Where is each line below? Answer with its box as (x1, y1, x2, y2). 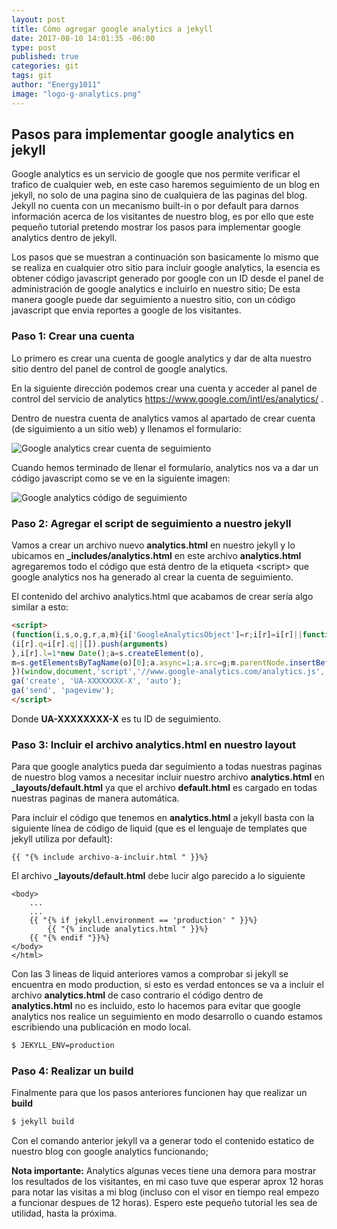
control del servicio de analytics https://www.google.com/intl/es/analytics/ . (11, 392, 324, 405)
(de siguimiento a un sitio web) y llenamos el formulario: (11, 422, 242, 435)
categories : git (11, 61, 79, 71)
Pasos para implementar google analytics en (11, 126, 295, 143)
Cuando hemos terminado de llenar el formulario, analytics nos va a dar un (11, 461, 319, 473)
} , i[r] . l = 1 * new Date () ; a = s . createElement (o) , (11, 648, 205, 658)
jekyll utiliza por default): (11, 833, 113, 845)
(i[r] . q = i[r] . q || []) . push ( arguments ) (11, 639, 169, 649)
